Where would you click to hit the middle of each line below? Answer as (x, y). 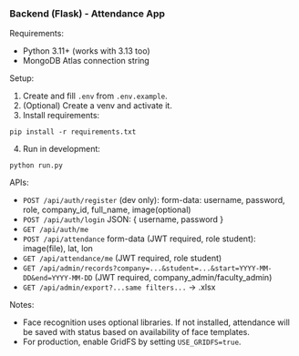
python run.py (36, 166)
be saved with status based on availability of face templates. (136, 332)
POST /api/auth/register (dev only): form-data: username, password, (154, 200)
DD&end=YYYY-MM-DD (57, 279)
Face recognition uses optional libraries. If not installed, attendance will (156, 322)
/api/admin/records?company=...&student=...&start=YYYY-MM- (156, 269)
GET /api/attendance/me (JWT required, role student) (122, 259)
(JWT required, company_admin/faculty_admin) (183, 278)
